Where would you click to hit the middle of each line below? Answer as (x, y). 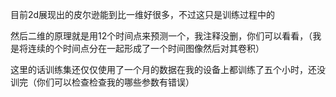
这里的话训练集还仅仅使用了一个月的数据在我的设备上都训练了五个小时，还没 (168, 69)
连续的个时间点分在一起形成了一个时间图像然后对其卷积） (146, 48)
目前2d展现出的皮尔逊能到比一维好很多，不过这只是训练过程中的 (143, 14)
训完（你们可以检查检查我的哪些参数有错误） (102, 82)
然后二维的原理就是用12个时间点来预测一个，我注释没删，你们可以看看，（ (161, 36)
